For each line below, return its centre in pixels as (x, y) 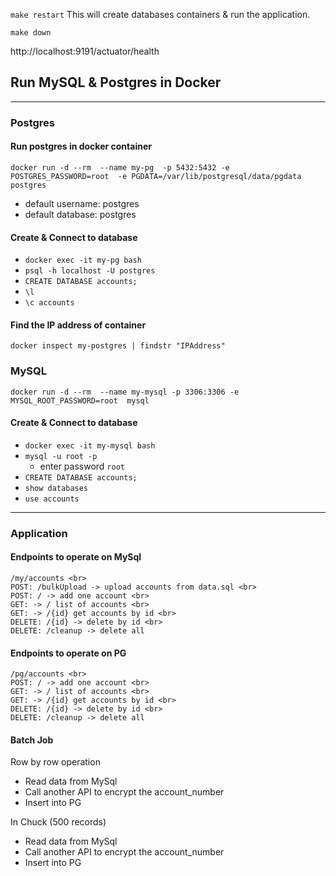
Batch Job (32, 740)
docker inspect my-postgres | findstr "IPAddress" (118, 346)
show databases (56, 488)
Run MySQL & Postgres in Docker (116, 82)
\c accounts (49, 303)
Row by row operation (55, 762)
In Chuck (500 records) (58, 822)
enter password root (82, 466)
